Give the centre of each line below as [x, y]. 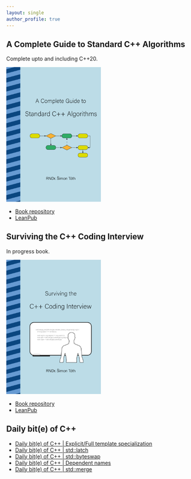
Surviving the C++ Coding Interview [75, 237]
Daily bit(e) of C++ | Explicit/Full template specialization [83, 443]
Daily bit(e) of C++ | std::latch [52, 450]
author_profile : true [33, 19]
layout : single [25, 13]
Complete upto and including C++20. [52, 59]
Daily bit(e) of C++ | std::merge [53, 469]
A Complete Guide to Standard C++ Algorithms [96, 44]
